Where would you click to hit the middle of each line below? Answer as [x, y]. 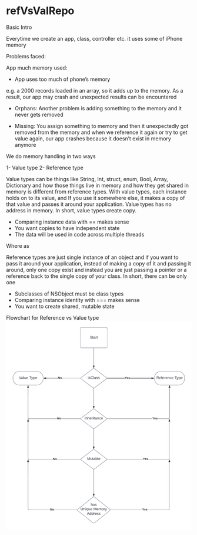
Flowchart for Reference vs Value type [53, 317]
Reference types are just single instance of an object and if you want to [92, 257]
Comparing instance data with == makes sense [72, 222]
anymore [25, 145]
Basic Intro [19, 27]
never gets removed [39, 114]
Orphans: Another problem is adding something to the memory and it [98, 108]
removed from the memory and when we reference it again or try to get [101, 132]
